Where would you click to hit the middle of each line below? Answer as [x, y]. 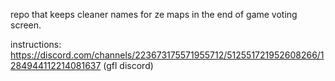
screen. [26, 25]
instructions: [36, 44]
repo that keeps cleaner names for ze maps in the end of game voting [154, 14]
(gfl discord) [128, 65]
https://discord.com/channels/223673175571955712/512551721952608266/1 [167, 55]
